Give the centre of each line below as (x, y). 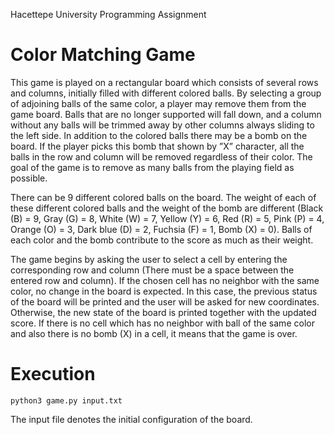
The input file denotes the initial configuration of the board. (131, 419)
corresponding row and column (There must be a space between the (152, 270)
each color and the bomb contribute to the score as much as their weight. (162, 240)
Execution (53, 374)
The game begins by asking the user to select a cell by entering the (149, 259)
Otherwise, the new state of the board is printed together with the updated (163, 312)
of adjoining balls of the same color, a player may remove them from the (158, 103)
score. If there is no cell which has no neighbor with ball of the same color (162, 323)
